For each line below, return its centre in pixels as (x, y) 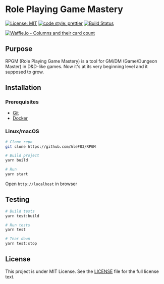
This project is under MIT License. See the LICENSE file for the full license (82, 271)
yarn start (17, 174)
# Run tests (18, 225)
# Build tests (20, 211)
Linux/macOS (22, 131)
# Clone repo (19, 142)
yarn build (17, 160)
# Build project (22, 156)
